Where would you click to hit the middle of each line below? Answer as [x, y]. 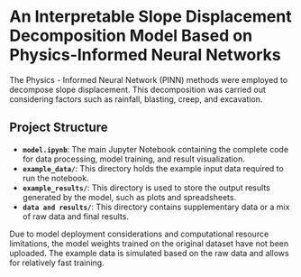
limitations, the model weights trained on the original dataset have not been [149, 243]
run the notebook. [55, 178]
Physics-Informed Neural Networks [145, 55]
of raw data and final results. [75, 216]
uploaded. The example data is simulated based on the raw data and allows [150, 253]
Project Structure [59, 128]
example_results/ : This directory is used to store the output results [146, 188]
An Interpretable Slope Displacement [150, 17]
